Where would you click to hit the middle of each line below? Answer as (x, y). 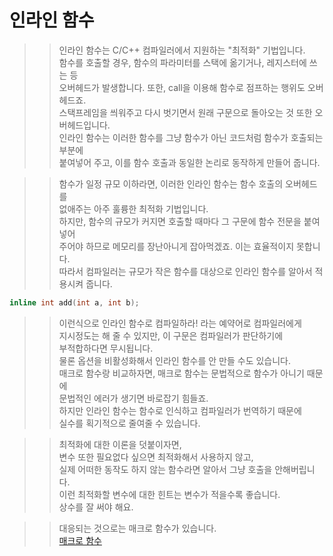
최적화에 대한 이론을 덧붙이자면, (120, 444)
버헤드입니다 (83, 125)
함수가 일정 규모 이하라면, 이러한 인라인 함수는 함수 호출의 (171, 183)
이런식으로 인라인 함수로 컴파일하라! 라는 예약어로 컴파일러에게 (180, 323)
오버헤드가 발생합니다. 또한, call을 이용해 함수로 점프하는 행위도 (182, 87)
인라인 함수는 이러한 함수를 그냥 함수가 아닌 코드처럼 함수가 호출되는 (191, 137)
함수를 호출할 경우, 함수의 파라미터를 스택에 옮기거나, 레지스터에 (182, 62)
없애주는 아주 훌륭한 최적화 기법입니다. (133, 208)
